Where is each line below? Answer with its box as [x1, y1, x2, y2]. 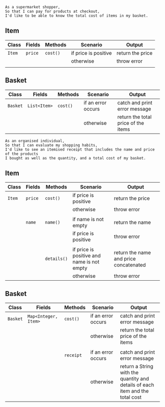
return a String [120, 363, 154, 370]
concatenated [113, 261, 146, 268]
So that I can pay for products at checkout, [5, 9, 100, 14]
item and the [120, 388, 149, 395]
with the [120, 369, 139, 376]
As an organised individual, [5, 138, 65, 143]
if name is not [72, 216, 104, 223]
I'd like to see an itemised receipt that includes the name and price [5, 147, 155, 152]
